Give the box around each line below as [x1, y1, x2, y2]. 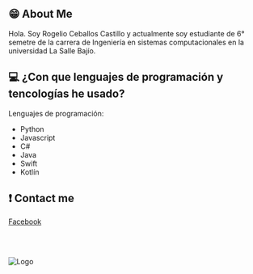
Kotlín [19, 167, 40, 177]
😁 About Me [8, 7, 73, 21]
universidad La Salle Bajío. [8, 45, 96, 56]
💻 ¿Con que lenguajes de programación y [8, 70, 224, 84]
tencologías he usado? [8, 87, 125, 101]
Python [19, 124, 44, 133]
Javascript [19, 133, 56, 142]
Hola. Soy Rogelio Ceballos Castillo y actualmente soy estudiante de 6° [8, 28, 245, 38]
